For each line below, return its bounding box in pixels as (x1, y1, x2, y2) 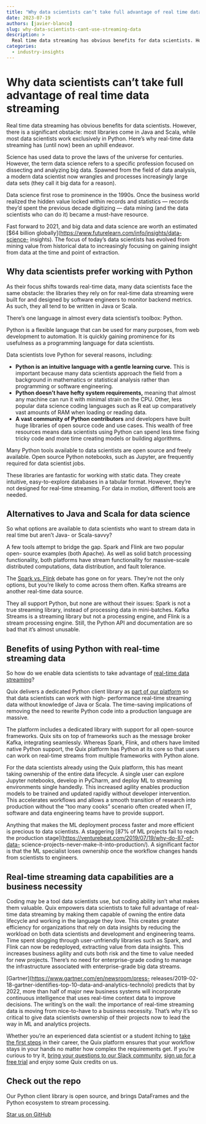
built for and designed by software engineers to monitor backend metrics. (6, 296, 193, 303)
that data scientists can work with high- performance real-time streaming (6, 695, 192, 702)
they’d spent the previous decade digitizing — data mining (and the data (6, 204, 189, 212)
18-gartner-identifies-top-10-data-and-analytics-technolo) (6, 981, 154, 988)
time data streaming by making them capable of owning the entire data (6, 910, 185, 918)
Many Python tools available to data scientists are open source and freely (6, 446, 192, 454)
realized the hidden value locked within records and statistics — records (6, 198, 189, 205)
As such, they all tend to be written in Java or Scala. (6, 302, 138, 310)
